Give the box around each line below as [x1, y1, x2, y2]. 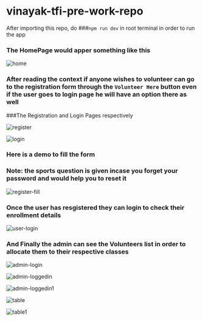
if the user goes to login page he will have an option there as [6, 90, 187, 98]
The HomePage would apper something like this [6, 46, 151, 54]
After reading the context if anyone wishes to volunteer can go [6, 75, 195, 83]
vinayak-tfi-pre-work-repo [6, 4, 144, 18]
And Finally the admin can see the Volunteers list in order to [6, 240, 187, 248]
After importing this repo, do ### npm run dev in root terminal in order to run [6, 24, 195, 32]
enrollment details [6, 211, 61, 219]
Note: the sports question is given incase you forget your [6, 167, 178, 175]
